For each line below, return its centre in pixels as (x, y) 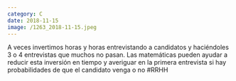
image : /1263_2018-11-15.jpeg (52, 27)
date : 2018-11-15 (33, 21)
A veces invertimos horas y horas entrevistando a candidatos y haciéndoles (118, 48)
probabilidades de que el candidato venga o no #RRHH (88, 70)
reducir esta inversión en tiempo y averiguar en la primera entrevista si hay (117, 63)
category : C (25, 14)
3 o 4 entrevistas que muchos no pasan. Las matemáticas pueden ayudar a (117, 55)
